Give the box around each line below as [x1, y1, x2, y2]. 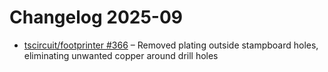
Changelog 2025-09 [9, 6, 184, 29]
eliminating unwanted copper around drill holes [23, 49, 219, 61]
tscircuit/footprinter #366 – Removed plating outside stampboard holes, [23, 39, 319, 51]
